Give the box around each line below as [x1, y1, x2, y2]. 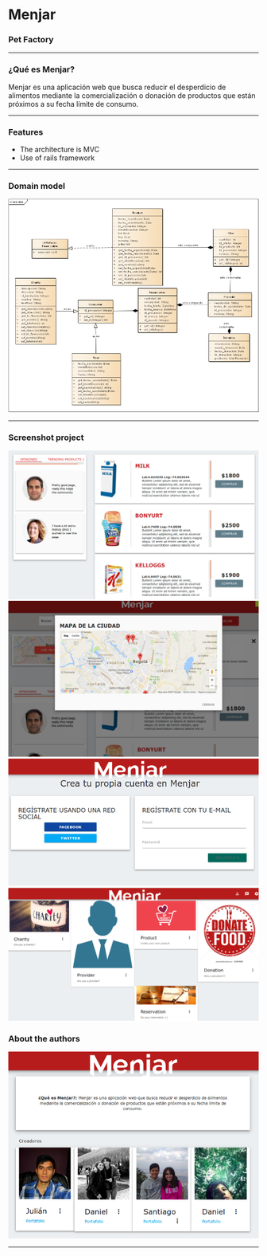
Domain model [8, 181, 66, 191]
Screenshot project [8, 432, 84, 443]
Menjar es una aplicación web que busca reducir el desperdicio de [8, 82, 226, 92]
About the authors [8, 1033, 81, 1044]
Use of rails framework [19, 153, 95, 163]
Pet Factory [8, 34, 54, 45]
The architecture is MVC [19, 145, 100, 155]
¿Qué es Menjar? [8, 64, 75, 75]
